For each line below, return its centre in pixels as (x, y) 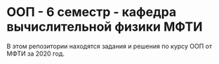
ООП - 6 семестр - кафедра (92, 12)
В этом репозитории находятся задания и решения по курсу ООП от (109, 46)
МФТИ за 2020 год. (35, 54)
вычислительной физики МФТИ (105, 27)
